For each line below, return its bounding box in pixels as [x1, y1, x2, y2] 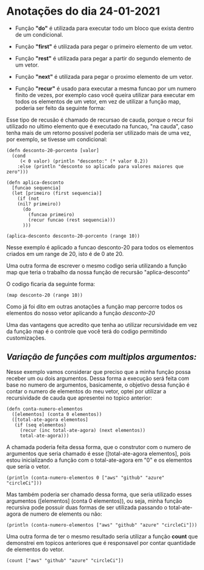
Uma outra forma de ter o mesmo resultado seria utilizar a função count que [6, 533, 198, 540]
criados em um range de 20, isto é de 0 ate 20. [6, 250, 124, 257]
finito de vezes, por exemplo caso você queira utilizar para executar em [15, 91, 195, 98]
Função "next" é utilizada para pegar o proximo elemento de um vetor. [15, 73, 194, 80]
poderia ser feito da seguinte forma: [15, 104, 105, 111]
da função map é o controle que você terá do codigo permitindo [6, 327, 167, 335]
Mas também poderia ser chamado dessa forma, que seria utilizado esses [6, 491, 192, 498]
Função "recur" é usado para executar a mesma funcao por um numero [15, 84, 197, 92]
